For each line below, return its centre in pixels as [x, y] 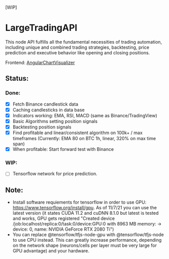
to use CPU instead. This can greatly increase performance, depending [87, 240]
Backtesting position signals [42, 127]
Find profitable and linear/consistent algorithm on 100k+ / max [78, 133]
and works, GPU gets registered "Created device [64, 218]
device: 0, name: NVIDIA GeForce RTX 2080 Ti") [63, 229]
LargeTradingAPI [41, 28]
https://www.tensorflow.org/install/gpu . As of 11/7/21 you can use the [85, 208]
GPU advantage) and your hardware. [51, 251]
